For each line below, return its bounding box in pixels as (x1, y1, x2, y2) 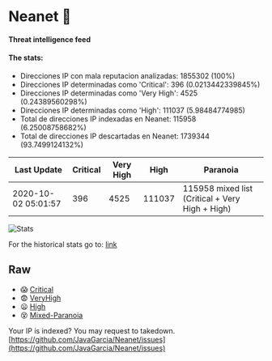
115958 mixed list (182, 182, 253, 193)
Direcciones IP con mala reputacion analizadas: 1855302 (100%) (19, 70, 236, 80)
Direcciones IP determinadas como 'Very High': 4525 (19, 88, 198, 98)
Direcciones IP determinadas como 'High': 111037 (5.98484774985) (19, 105, 245, 115)
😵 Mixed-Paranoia (19, 310, 83, 320)
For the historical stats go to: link (8, 239, 117, 249)
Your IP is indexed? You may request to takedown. (8, 325, 176, 335)
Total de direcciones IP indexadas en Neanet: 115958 (19, 113, 197, 124)
